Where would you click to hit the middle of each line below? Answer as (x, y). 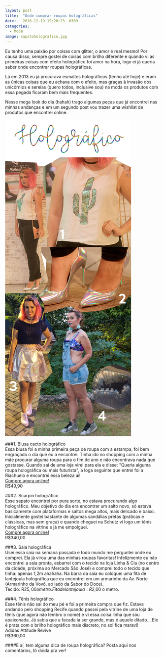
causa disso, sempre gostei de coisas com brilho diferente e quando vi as (80, 56)
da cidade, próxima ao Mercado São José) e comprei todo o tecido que (77, 568)
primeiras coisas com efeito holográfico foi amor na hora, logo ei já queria (80, 62)
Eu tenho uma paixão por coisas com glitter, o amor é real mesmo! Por (76, 51)
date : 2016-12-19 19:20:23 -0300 (42, 21)
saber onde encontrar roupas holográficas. (49, 67)
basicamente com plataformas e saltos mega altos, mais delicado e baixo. (80, 511)
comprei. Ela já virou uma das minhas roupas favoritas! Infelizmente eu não (81, 558)
